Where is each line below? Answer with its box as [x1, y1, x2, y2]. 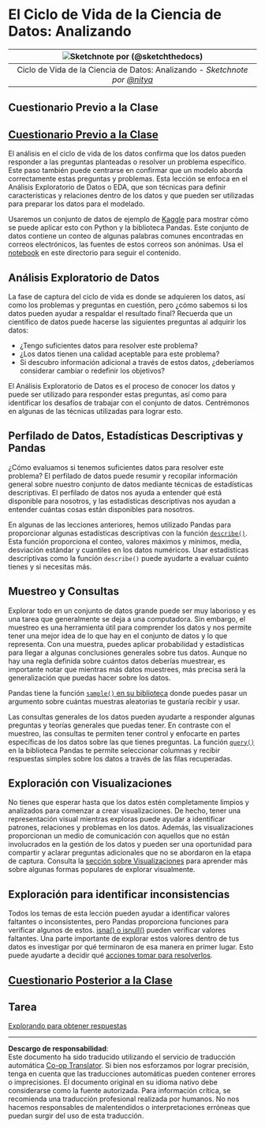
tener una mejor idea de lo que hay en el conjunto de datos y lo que [8, 630, 228, 641]
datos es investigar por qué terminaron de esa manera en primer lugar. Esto [8, 942, 254, 952]
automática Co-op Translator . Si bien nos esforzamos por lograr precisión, [8, 1061, 250, 1070]
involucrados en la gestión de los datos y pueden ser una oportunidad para [8, 840, 252, 849]
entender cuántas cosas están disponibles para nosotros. [8, 504, 195, 514]
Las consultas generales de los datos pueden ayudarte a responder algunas [8, 712, 255, 721]
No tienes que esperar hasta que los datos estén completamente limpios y [8, 798, 250, 807]
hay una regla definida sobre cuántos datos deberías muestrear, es [8, 656, 226, 665]
